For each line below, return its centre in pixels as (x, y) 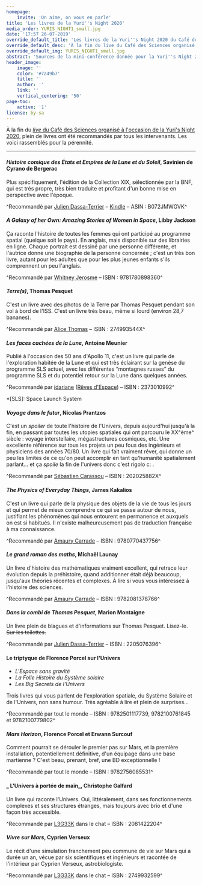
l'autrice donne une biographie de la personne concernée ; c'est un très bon (101, 253)
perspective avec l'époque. (40, 195)
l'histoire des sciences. (35, 587)
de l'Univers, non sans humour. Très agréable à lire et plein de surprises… (98, 702)
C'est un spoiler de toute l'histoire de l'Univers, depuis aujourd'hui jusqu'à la (101, 426)
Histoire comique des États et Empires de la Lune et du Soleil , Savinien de (100, 162)
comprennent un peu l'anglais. (44, 265)
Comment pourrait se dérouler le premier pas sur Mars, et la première (92, 748)
